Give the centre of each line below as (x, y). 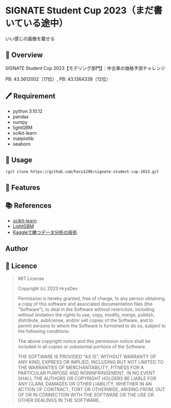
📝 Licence (21, 266)
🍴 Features (23, 187)
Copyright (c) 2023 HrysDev (48, 288)
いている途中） (37, 23)
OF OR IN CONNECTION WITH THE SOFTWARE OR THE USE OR (86, 395)
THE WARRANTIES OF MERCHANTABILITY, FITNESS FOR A (81, 367)
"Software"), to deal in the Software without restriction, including (86, 309)
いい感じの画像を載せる (30, 39)
